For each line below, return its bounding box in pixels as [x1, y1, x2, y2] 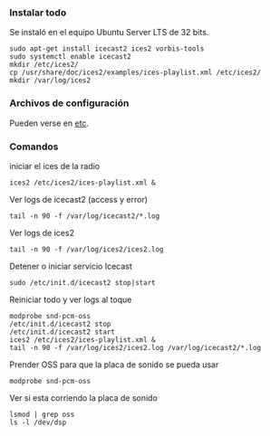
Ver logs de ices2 [9, 227, 75, 238]
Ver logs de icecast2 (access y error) [9, 194, 148, 204]
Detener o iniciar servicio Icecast [9, 261, 133, 271]
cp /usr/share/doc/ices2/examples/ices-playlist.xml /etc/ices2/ [9, 68, 261, 78]
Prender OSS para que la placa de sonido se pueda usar [9, 359, 219, 370]
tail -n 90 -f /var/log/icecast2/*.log [9, 211, 160, 221]
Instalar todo [9, 6, 67, 19]
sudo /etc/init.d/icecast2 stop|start [9, 278, 156, 287]
